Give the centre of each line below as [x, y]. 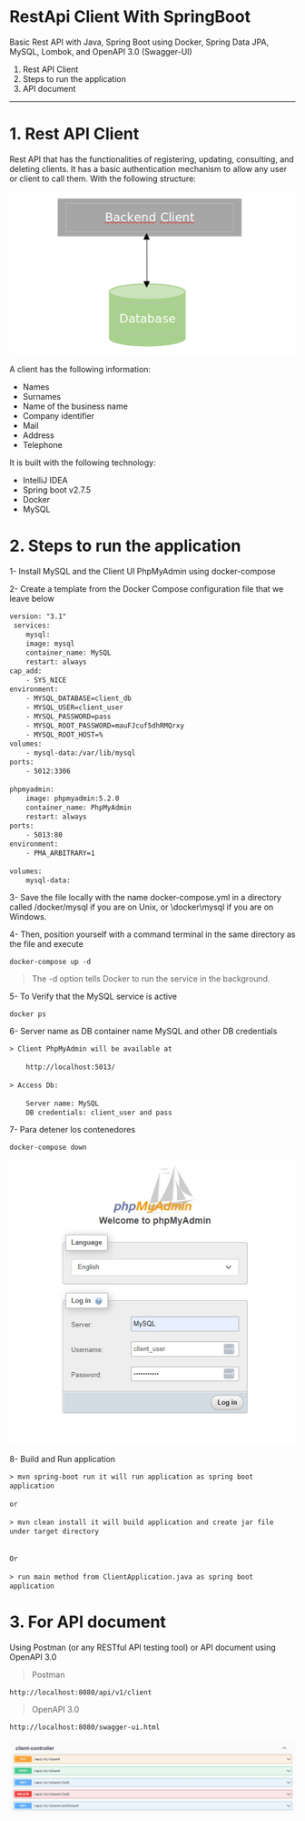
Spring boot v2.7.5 [57, 490]
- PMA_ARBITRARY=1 [60, 853]
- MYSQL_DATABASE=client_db [79, 698]
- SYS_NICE [46, 680]
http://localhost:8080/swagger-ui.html [85, 1727]
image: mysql [50, 644]
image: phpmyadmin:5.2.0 [73, 799]
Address [38, 435]
